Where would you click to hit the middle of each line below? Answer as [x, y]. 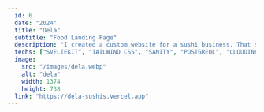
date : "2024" [36, 23]
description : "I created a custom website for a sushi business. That [133, 45]
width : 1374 [41, 81]
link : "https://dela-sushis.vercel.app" [82, 96]
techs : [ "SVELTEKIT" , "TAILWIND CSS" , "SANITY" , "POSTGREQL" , [119, 52]
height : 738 [41, 89]
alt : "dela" [41, 74]
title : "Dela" [37, 30]
